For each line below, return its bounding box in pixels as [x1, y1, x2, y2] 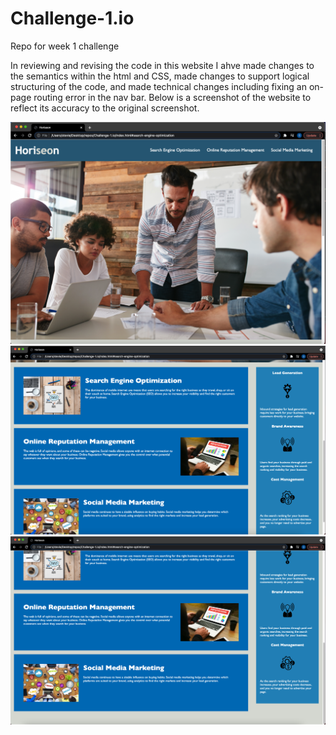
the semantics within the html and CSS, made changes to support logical [10, 70, 310, 82]
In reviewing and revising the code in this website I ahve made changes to [10, 59, 315, 71]
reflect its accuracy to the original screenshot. [10, 102, 200, 114]
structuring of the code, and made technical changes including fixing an [10, 80, 307, 92]
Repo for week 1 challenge [10, 40, 120, 52]
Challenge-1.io [10, 7, 135, 30]
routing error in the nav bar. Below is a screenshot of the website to [33, 91, 312, 103]
